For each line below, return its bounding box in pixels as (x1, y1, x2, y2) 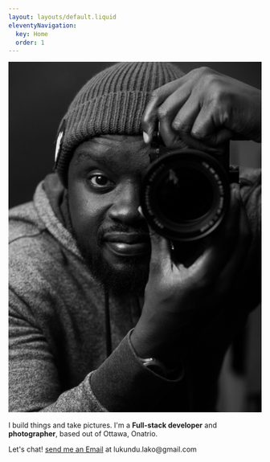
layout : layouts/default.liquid (8, 13, 117, 21)
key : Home (15, 30, 48, 38)
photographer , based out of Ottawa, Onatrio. (8, 428, 158, 438)
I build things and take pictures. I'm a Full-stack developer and (8, 420, 217, 430)
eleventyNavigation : (8, 21, 78, 30)
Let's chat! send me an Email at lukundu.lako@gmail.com (8, 444, 197, 454)
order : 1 (15, 39, 45, 47)
